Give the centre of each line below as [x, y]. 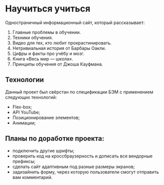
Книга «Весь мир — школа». [43, 58]
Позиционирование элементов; [46, 117]
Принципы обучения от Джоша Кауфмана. [58, 64]
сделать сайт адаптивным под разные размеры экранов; [74, 166]
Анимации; [24, 122]
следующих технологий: [31, 97]
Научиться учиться [48, 9]
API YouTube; [26, 112]
